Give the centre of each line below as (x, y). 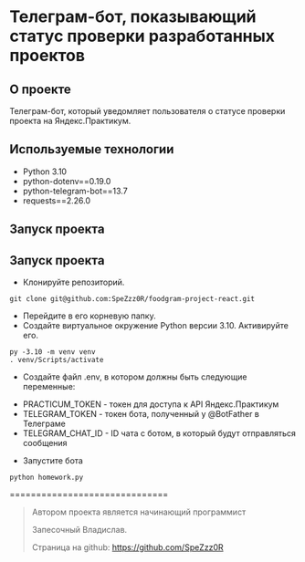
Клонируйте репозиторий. (74, 282)
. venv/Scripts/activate (57, 360)
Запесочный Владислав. (79, 530)
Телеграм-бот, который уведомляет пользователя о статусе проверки (147, 111)
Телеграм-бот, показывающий (133, 17)
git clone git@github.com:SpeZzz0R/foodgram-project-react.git (132, 299)
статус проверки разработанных (142, 36)
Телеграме (44, 424)
